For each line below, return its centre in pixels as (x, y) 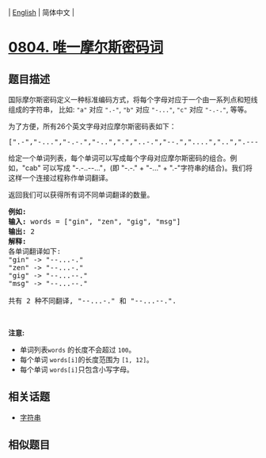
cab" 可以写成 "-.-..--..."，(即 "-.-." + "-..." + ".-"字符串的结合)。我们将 (139, 168)
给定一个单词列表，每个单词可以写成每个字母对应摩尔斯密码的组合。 (119, 158)
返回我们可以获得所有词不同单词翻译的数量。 (81, 195)
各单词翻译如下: (35, 252)
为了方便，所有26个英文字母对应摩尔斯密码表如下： (92, 126)
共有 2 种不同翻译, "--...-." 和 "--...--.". (92, 301)
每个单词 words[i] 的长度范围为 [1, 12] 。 (87, 359)
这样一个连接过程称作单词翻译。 (60, 178)
